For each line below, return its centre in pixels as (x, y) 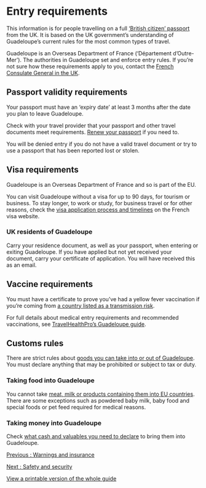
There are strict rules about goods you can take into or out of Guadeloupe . (101, 358)
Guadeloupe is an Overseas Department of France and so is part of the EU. (101, 184)
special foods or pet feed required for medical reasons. (76, 407)
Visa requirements (42, 170)
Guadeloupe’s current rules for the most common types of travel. (89, 41)
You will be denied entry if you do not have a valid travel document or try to (102, 144)
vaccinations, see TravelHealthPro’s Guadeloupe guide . (76, 324)
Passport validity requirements (67, 92)
